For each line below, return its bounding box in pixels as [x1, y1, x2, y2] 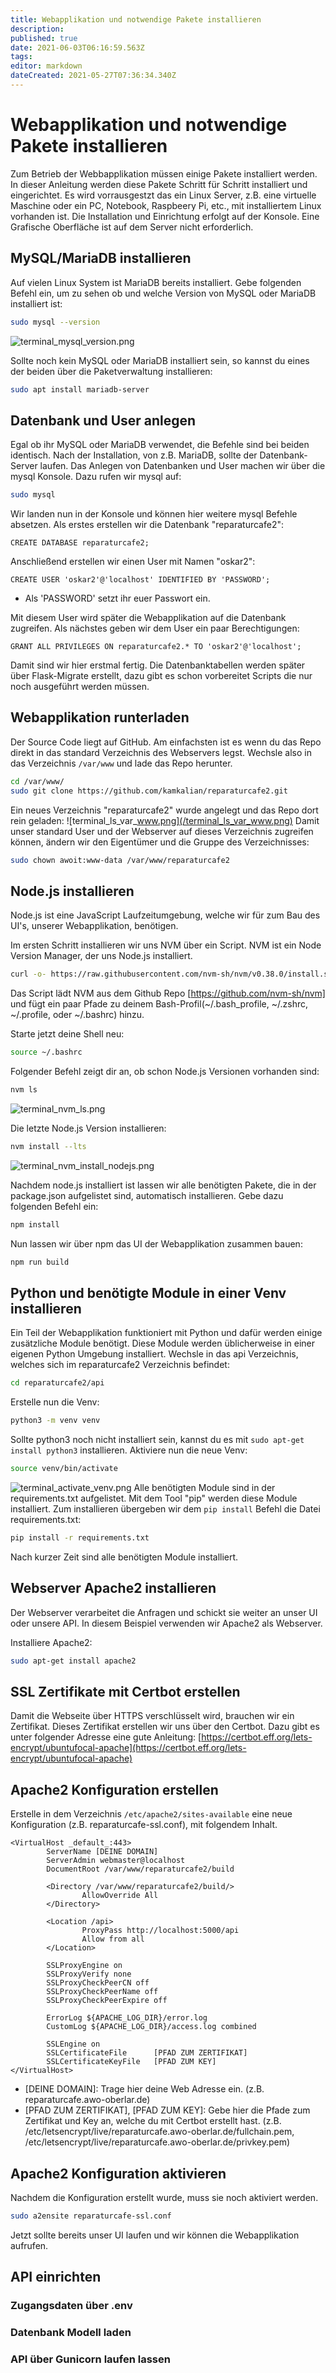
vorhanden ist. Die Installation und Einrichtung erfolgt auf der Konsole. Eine [10, 210, 320, 222]
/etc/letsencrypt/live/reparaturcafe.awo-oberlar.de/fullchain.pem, [24, 2126, 295, 2138]
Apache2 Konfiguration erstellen [10, 1781, 219, 1798]
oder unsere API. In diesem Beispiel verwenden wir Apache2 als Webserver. [10, 1617, 323, 1629]
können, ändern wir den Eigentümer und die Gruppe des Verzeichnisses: [10, 836, 310, 848]
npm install [10, 1219, 60, 1230]
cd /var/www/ [10, 776, 65, 786]
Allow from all [81, 1934, 145, 1945]
